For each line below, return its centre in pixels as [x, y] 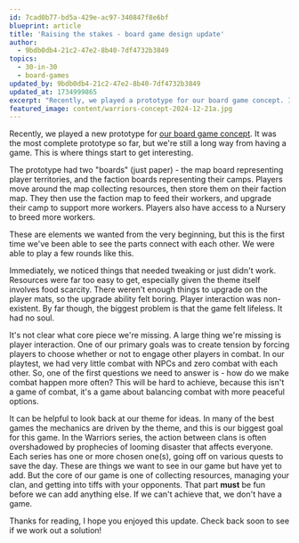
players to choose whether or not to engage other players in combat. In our [147, 354]
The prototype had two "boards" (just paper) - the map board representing [146, 170]
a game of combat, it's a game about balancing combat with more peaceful [147, 392]
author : [24, 42]
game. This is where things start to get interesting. [101, 153]
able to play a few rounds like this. [72, 254]
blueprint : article [45, 26]
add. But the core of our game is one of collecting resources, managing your [149, 475]
